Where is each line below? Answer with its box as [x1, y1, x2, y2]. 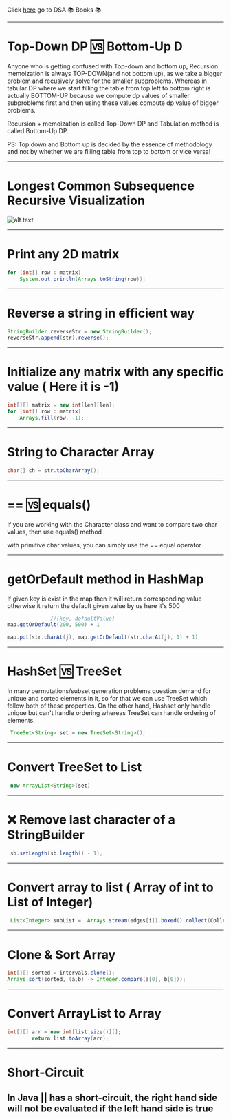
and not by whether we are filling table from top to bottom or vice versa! [7, 147, 211, 155]
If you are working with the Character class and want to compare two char [7, 520, 218, 528]
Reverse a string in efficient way [7, 305, 195, 321]
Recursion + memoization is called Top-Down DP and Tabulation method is [7, 119, 219, 128]
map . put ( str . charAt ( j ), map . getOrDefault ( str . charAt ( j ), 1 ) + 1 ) [7, 634, 199, 641]
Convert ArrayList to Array [7, 1006, 162, 1022]
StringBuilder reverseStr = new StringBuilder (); [7, 328, 153, 335]
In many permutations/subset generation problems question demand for [7, 687, 212, 695]
